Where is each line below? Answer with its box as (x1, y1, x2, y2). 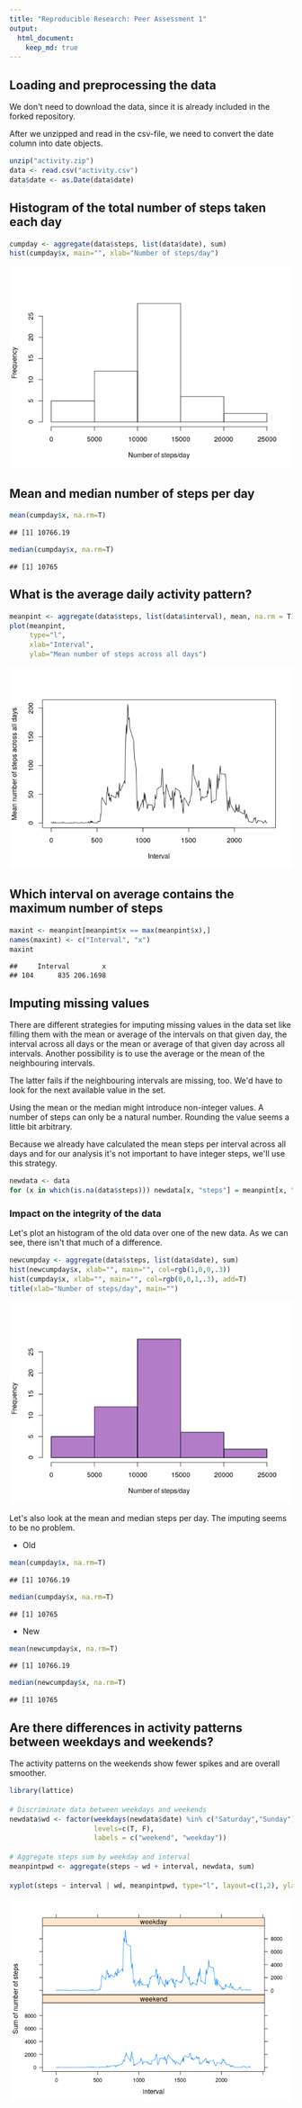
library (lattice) (9, 1787, 75, 1796)
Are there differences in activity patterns (9, 1720, 243, 1735)
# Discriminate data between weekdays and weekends (9, 1805, 207, 1814)
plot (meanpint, (9, 621, 67, 630)
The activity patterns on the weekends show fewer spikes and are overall (9, 1758, 280, 1769)
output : (9, 23, 39, 33)
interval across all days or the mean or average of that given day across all (9, 1039, 286, 1049)
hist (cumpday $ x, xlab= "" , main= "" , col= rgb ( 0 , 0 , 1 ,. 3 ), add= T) (9, 1275, 247, 1284)
